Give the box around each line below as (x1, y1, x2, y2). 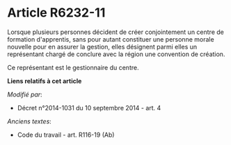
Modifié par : (7, 90, 43, 99)
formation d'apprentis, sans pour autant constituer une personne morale (7, 35, 214, 43)
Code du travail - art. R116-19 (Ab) (17, 130, 115, 139)
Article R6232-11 (7, 5, 106, 21)
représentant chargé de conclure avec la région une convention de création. (7, 50, 225, 58)
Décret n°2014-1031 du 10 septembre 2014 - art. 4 (17, 103, 161, 112)
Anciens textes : (7, 117, 52, 126)
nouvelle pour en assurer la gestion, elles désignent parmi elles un (7, 42, 198, 51)
